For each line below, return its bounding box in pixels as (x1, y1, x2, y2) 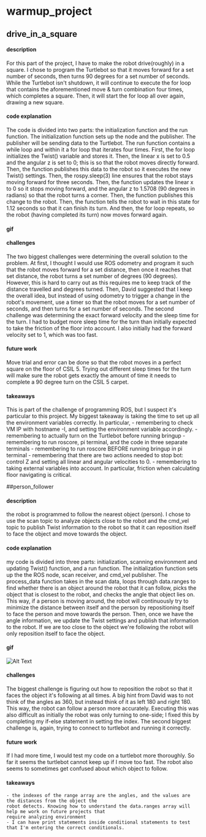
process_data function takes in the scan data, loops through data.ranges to (6, 577, 196, 585)
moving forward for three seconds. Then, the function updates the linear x (6, 178, 194, 185)
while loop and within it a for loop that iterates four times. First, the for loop (6, 145, 195, 153)
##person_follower (6, 483, 54, 490)
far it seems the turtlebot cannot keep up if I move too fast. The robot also (6, 758, 193, 766)
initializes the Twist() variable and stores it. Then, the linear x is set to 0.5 (6, 152, 191, 160)
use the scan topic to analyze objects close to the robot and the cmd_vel (6, 517, 189, 525)
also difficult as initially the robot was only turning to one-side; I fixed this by (6, 711, 199, 719)
